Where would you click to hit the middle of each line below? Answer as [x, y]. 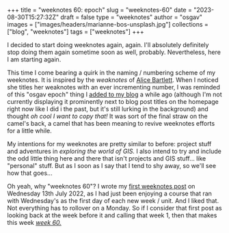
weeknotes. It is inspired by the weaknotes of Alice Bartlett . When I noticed [113, 80]
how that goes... [30, 173]
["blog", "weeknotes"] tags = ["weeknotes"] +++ [76, 31]
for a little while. [30, 131]
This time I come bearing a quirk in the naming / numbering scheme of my [111, 72]
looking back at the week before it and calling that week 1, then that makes [112, 215]
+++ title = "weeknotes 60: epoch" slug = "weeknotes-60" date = [100, 10]
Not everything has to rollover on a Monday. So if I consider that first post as [114, 208]
